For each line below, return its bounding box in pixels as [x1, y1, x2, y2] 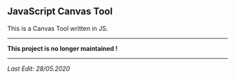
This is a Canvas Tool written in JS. [7, 24, 108, 32]
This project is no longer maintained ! [7, 44, 117, 52]
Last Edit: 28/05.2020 [7, 64, 71, 73]
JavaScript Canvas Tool [7, 6, 113, 17]
